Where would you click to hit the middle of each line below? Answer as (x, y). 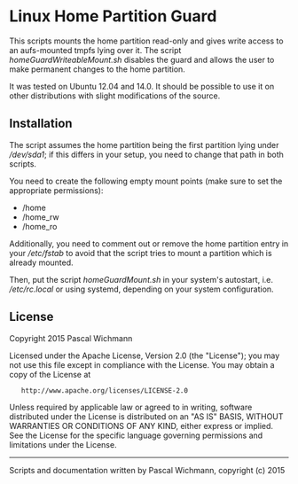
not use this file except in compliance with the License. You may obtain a (142, 364)
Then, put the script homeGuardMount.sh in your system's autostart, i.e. (141, 279)
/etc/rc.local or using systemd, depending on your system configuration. (141, 289)
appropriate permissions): (56, 190)
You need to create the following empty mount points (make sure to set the (146, 181)
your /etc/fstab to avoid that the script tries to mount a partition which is (141, 253)
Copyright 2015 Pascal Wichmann (71, 338)
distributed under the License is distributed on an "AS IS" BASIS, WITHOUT (146, 416)
